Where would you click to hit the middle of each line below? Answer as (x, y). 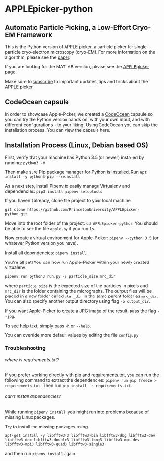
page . (11, 72)
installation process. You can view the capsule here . (58, 130)
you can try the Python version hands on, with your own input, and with (78, 119)
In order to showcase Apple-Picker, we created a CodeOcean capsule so (79, 114)
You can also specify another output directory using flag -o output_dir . (78, 301)
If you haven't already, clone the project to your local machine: (68, 200)
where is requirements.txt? (32, 360)
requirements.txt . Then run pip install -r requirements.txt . (68, 385)
